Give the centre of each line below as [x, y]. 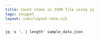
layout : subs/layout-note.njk [36, 19]
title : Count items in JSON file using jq [49, 10]
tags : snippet [20, 14]
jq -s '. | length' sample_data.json [44, 32]
